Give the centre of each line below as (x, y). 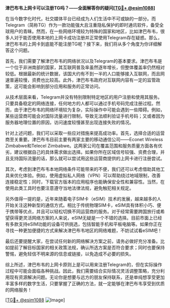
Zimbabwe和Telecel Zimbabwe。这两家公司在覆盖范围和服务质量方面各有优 (84, 146)
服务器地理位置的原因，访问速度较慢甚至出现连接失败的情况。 (70, 122)
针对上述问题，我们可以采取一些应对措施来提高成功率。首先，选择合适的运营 (85, 133)
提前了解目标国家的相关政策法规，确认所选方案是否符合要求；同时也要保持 (87, 248)
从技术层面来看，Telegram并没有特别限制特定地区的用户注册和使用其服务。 (84, 97)
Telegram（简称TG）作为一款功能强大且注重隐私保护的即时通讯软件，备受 (82, 25)
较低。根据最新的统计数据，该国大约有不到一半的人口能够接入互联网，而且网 (85, 74)
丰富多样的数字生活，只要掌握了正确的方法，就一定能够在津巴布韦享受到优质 (85, 283)
